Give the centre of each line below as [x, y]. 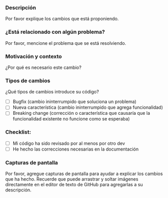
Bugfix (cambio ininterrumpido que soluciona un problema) [74, 102]
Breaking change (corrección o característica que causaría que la [81, 113]
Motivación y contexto [34, 56]
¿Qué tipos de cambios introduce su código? [52, 92]
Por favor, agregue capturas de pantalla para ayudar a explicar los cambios [84, 174]
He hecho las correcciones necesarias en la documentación [76, 149]
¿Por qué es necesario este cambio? [43, 67]
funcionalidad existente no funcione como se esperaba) [71, 119]
